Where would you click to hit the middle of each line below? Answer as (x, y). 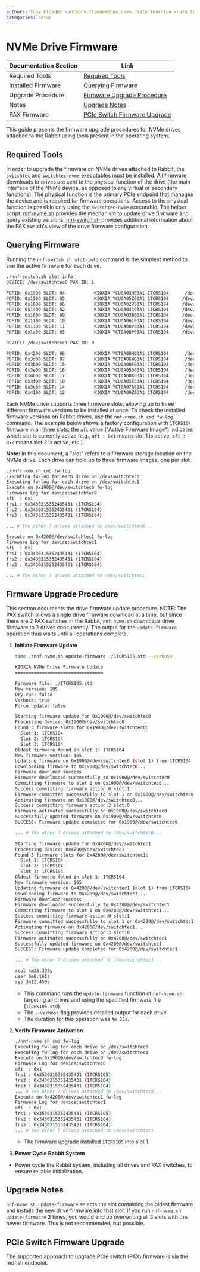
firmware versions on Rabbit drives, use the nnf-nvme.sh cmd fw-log (90, 417)
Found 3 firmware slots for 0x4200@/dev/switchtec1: (82, 855)
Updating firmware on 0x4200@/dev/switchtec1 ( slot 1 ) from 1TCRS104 (103, 888)
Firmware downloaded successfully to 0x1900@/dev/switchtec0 (92, 778)
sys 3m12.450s (32, 982)
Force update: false (40, 706)
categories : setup (29, 17)
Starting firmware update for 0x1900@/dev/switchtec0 (83, 717)
